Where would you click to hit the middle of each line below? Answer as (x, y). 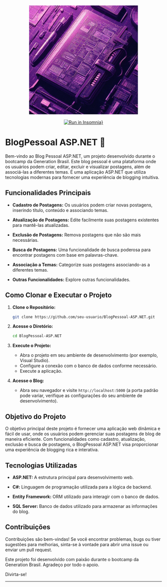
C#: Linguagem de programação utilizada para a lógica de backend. (82, 487)
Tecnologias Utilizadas (41, 465)
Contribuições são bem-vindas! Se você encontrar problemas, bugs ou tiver (83, 539)
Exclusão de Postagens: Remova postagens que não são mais (77, 235)
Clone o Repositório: (34, 307)
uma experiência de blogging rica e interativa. (52, 450)
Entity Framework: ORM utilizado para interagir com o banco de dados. (86, 496)
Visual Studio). (35, 361)
